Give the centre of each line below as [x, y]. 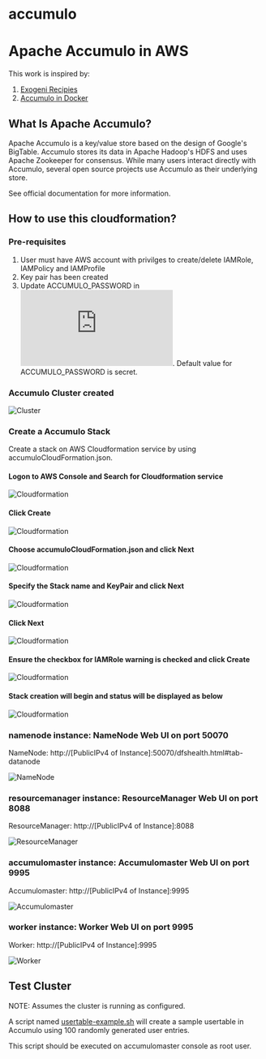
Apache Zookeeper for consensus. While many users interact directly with [132, 160]
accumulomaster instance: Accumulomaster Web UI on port [129, 863]
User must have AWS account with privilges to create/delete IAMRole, [137, 260]
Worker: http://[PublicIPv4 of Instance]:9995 [83, 945]
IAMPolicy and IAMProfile [62, 268]
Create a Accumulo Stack [60, 431]
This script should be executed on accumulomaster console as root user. [130, 1046]
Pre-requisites [37, 242]
